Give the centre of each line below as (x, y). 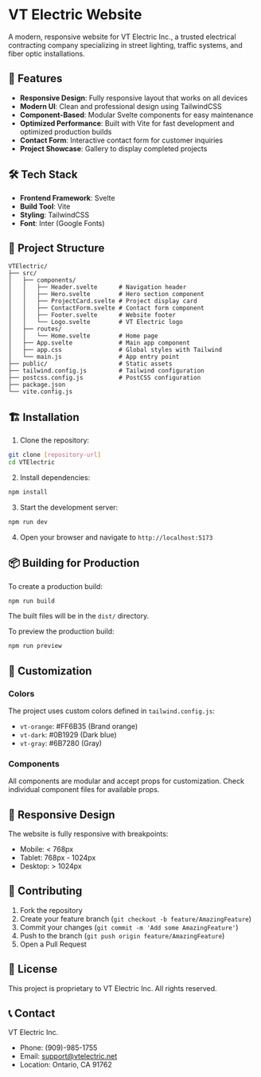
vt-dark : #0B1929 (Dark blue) (68, 735)
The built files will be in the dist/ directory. (79, 616)
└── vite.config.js (41, 392)
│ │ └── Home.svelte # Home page (83, 336)
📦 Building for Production (74, 563)
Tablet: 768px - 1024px (58, 858)
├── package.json (37, 385)
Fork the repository (51, 910)
